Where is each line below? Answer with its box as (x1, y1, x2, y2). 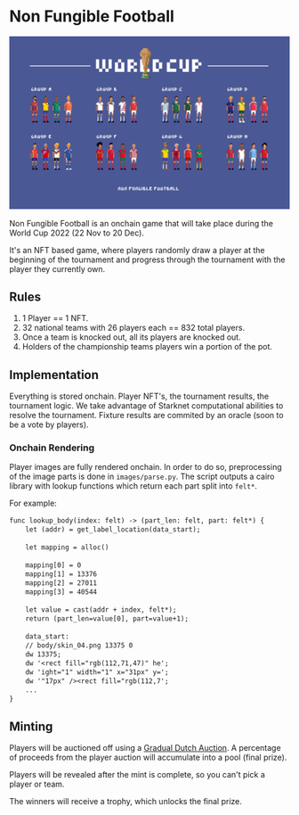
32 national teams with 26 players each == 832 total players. (21, 323, 246, 333)
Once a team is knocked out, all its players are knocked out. (21, 332, 242, 342)
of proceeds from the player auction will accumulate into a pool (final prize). (9, 752, 287, 763)
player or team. (9, 778, 65, 790)
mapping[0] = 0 (25, 561, 82, 570)
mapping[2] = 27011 (25, 579, 98, 588)
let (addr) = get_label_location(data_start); (25, 525, 201, 534)
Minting (9, 719, 53, 734)
